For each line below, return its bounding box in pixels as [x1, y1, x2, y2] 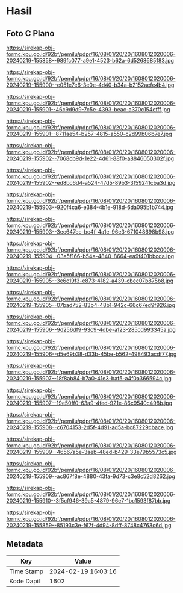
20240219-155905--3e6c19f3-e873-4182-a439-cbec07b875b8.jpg [6, 277, 173, 284]
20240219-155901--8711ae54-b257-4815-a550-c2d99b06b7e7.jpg [6, 131, 173, 137]
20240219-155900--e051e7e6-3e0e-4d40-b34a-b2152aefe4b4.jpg [6, 81, 175, 88]
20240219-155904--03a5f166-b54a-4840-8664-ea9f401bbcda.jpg [6, 253, 175, 259]
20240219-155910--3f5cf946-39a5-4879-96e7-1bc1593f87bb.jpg [6, 497, 171, 504]
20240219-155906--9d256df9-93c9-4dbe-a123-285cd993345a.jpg [6, 326, 176, 333]
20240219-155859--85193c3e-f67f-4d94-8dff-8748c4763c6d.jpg [6, 522, 172, 529]
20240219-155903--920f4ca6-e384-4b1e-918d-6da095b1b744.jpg [6, 203, 173, 211]
